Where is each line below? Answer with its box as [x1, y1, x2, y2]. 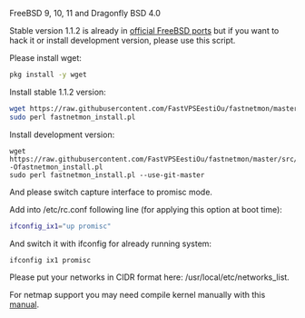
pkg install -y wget [9, 70, 88, 79]
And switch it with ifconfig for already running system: [9, 238, 212, 249]
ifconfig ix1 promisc [9, 255, 92, 264]
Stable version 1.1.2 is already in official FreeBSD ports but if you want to [9, 25, 280, 35]
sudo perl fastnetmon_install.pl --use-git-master [9, 170, 205, 180]
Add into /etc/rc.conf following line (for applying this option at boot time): [9, 204, 283, 214]
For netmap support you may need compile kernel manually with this [9, 290, 266, 301]
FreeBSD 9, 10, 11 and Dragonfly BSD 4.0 [9, 8, 162, 18]
